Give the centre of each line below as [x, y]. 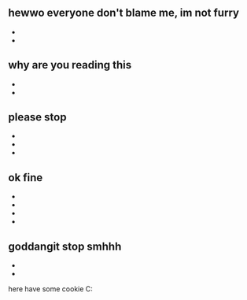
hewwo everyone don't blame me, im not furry [124, 13]
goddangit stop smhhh [65, 246]
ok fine [26, 178]
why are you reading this [70, 65]
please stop [37, 117]
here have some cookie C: [50, 289]
